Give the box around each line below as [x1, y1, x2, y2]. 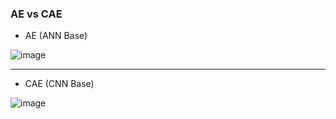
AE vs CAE [10, 7, 63, 21]
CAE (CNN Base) [24, 78, 95, 90]
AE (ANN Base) [24, 30, 88, 42]
